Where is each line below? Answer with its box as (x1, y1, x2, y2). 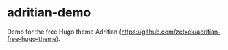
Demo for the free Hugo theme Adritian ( (7, 27, 122, 36)
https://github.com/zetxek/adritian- (121, 27, 221, 36)
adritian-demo (7, 5, 91, 21)
